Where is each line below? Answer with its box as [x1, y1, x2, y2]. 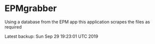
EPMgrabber [4, 3, 57, 14]
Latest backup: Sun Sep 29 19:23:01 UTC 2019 [4, 33, 99, 39]
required [4, 24, 22, 29]
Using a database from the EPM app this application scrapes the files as [4, 19, 150, 25]
